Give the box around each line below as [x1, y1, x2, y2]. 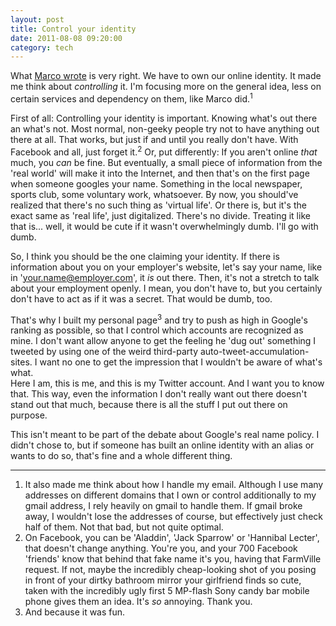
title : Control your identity [10, 24, 137, 34]
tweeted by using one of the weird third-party [10, 346, 199, 358]
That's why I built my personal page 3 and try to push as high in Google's [10, 312, 309, 326]
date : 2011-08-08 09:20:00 [10, 33, 123, 43]
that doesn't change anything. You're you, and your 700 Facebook [24, 542, 298, 555]
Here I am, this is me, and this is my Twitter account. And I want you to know [10, 377, 325, 390]
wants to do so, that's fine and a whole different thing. [10, 450, 233, 462]
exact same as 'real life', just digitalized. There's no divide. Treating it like [10, 209, 311, 221]
